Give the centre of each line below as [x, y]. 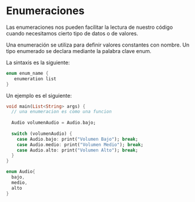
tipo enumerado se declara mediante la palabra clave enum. [79, 51]
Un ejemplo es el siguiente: [39, 95]
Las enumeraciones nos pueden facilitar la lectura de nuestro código [90, 27]
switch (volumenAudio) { [42, 134]
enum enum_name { [27, 73]
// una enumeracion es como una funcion [62, 112]
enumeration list [35, 79]
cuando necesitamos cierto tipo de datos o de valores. [72, 33]
